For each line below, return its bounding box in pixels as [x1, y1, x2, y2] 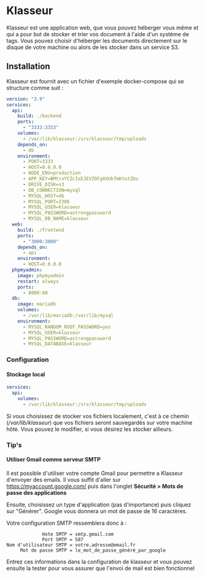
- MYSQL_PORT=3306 [22, 199, 70, 205]
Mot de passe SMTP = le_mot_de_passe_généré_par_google [20, 547, 166, 553]
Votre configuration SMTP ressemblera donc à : [6, 519, 127, 527]
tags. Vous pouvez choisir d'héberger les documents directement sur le [6, 37, 187, 44]
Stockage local [6, 370, 45, 378]
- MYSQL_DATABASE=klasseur [22, 341, 92, 347]
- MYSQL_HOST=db [22, 192, 64, 199]
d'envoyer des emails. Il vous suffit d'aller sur [6, 476, 121, 483]
